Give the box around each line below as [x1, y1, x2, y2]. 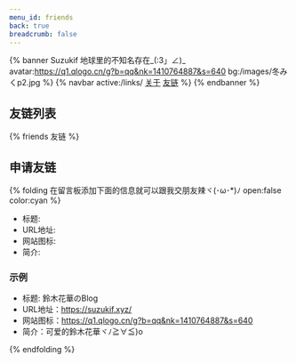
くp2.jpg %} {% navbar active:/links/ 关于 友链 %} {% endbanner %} [9, 77, 260, 88]
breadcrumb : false [9, 29, 77, 38]
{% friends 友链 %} [9, 131, 80, 142]
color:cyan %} [9, 195, 61, 206]
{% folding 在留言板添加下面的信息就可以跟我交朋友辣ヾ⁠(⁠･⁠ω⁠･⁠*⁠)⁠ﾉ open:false [9, 185, 282, 196]
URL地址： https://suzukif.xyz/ [21, 304, 132, 315]
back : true [9, 21, 50, 30]
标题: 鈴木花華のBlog [21, 293, 99, 303]
